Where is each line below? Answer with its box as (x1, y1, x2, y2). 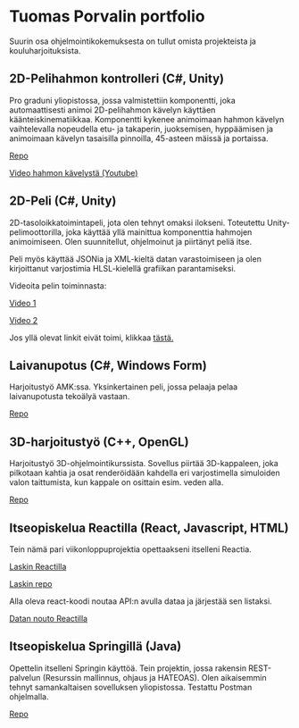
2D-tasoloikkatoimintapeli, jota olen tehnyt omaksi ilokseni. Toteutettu (9, 217, 266, 228)
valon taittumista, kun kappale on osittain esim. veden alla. (9, 477, 224, 488)
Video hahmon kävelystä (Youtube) (9, 167, 138, 178)
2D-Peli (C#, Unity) (9, 194, 117, 209)
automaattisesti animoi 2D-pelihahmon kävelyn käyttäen (9, 105, 216, 115)
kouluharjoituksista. (9, 45, 81, 55)
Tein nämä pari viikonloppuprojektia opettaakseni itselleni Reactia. (9, 544, 252, 555)
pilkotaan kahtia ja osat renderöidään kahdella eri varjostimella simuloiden (9, 467, 281, 479)
